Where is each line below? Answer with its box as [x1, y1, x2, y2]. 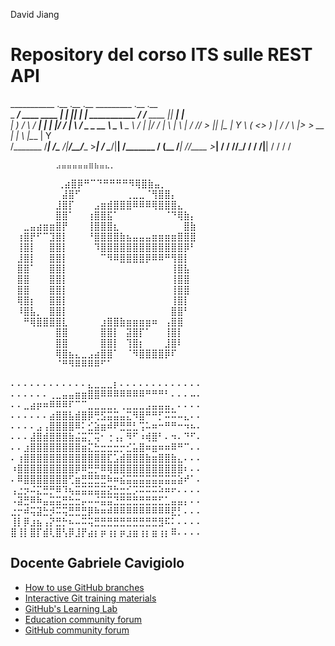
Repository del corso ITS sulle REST [10, 44, 313, 66]
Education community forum [24, 613, 143, 625]
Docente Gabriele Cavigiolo [10, 555, 185, 572]
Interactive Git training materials [24, 592, 157, 604]
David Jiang [10, 9, 60, 20]
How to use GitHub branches [24, 581, 145, 593]
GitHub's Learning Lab [24, 602, 118, 614]
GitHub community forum [24, 624, 130, 636]
